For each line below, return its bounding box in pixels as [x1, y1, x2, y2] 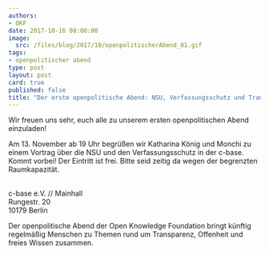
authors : [8, 11, 38, 20]
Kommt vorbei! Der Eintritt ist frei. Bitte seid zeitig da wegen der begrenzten [8, 157, 258, 166]
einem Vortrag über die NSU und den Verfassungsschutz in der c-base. [8, 148, 244, 157]
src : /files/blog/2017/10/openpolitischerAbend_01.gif [15, 42, 203, 50]
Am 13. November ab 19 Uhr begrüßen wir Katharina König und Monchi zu [8, 139, 252, 149]
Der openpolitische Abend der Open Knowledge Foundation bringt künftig [8, 221, 252, 231]
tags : [8, 49, 26, 57]
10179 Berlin [8, 205, 48, 216]
